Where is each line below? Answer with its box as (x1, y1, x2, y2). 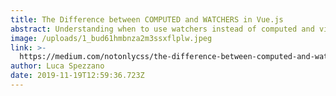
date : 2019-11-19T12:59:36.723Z (10, 71, 145, 81)
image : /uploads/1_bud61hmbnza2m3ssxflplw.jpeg (10, 33, 213, 43)
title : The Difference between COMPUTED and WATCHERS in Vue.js (10, 14, 284, 25)
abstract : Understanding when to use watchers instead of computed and (10, 24, 315, 34)
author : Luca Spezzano (10, 61, 105, 71)
